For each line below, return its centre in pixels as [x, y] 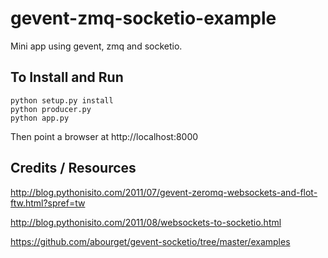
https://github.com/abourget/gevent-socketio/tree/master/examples [150, 241]
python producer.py [51, 109]
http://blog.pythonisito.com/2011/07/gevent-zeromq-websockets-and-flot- [164, 192]
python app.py [40, 118]
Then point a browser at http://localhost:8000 [104, 136]
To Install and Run [67, 77]
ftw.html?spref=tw [48, 203]
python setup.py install [62, 100]
